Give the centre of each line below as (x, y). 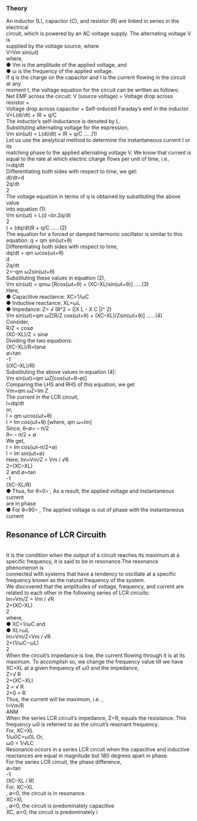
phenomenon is (25, 568)
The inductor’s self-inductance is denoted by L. (64, 121)
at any (14, 84)
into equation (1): (26, 209)
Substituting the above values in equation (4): (61, 372)
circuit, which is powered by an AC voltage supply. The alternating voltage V (98, 34)
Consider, (18, 322)
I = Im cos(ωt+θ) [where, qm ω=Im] (49, 422)
